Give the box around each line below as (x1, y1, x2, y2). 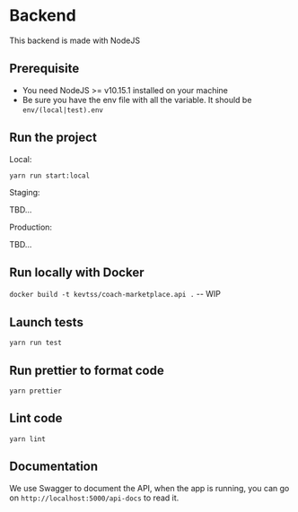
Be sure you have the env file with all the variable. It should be (22, 94, 252, 105)
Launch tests (9, 315, 83, 330)
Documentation (9, 459, 99, 474)
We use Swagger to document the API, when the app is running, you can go (9, 482, 290, 493)
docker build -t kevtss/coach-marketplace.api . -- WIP (9, 289, 222, 299)
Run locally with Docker (9, 265, 145, 280)
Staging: (9, 187, 40, 197)
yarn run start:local (9, 171, 91, 180)
